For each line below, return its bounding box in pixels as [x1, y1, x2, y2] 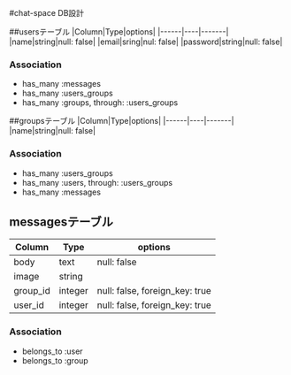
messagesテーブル [9, 214, 113, 229]
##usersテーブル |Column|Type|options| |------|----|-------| [9, 27, 229, 37]
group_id [13, 285, 50, 297]
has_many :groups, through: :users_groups [21, 97, 179, 108]
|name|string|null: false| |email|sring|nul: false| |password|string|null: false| [9, 36, 283, 47]
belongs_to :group [21, 355, 88, 365]
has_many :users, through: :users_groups [21, 177, 173, 187]
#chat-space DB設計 [9, 8, 85, 18]
